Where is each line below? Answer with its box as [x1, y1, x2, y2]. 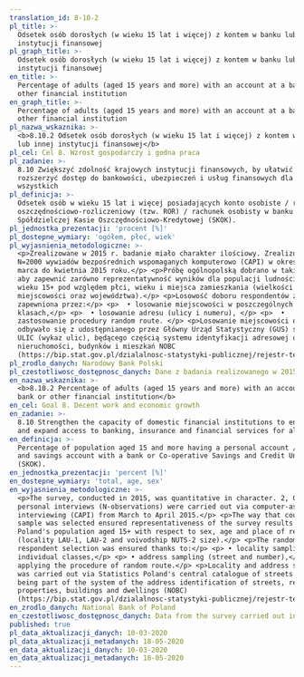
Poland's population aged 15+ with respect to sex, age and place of [17, 527, 285, 537]
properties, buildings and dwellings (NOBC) [17, 586, 188, 595]
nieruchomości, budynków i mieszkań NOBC [17, 342, 176, 351]
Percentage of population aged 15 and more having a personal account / [17, 443, 298, 452]
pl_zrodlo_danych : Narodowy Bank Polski [9, 359, 165, 368]
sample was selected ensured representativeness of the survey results [17, 518, 294, 528]
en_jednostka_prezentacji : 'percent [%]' [9, 469, 168, 478]
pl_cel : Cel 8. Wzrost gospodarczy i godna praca [9, 148, 201, 157]
